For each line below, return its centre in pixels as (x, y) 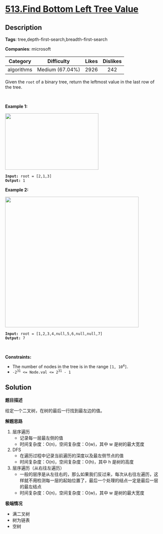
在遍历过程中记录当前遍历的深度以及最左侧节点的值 (72, 456)
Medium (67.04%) (59, 69)
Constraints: (18, 357)
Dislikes (112, 61)
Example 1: (17, 106)
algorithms (20, 69)
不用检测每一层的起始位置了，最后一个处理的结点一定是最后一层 (93, 480)
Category (20, 61)
